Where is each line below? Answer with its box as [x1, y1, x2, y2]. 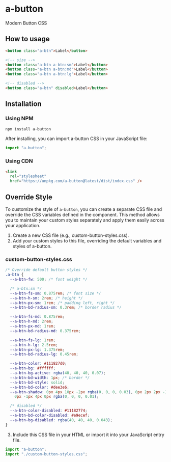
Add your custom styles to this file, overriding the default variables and [12, 238, 162, 244]
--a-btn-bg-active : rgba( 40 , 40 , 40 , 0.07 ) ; [10, 370, 106, 376]
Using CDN [5, 157, 33, 165]
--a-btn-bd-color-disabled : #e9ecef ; [10, 413, 90, 418]
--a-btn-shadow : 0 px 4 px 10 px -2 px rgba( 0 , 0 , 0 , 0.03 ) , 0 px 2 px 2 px [10, 389, 161, 395]
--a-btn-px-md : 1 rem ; [10, 324, 56, 329]
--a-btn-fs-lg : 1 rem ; [10, 337, 56, 343]
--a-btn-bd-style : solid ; [10, 380, 65, 385]
